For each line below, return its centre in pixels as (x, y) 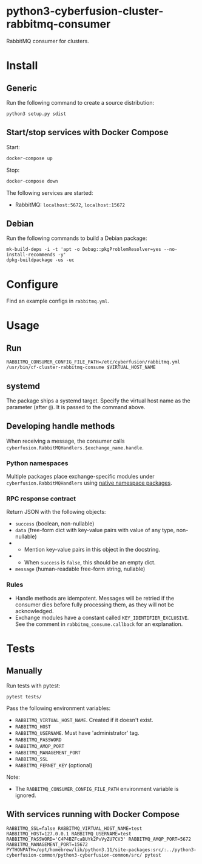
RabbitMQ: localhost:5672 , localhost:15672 (70, 205)
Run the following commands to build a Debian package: (77, 238)
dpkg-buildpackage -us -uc (40, 260)
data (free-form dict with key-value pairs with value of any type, (95, 530)
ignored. (25, 795)
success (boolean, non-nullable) (55, 524)
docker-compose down (32, 181)
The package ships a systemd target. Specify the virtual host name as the (98, 401)
